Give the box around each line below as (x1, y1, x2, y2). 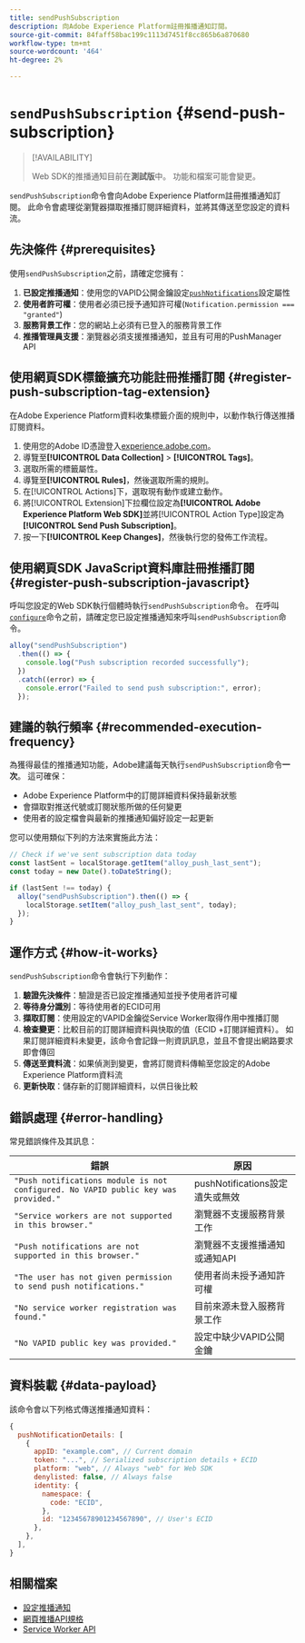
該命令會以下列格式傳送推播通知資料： (9, 1403, 152, 1414)
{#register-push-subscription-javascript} (9, 574, 251, 591)
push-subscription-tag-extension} (9, 384, 211, 400)
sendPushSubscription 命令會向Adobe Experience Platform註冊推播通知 (9, 190, 273, 201)
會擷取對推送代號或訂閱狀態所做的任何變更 (22, 802, 182, 812)
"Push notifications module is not (14, 1175, 168, 1186)
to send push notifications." (14, 1280, 145, 1291)
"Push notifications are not (14, 1241, 140, 1251)
